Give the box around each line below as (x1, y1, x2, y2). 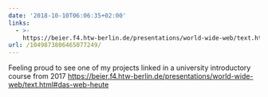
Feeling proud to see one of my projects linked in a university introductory (8, 63, 251, 72)
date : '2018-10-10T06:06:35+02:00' (8, 11, 127, 20)
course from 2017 (8, 72, 66, 81)
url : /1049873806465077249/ (8, 41, 102, 49)
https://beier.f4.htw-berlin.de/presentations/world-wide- (67, 72, 254, 81)
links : (8, 19, 30, 27)
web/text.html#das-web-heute (8, 80, 109, 90)
